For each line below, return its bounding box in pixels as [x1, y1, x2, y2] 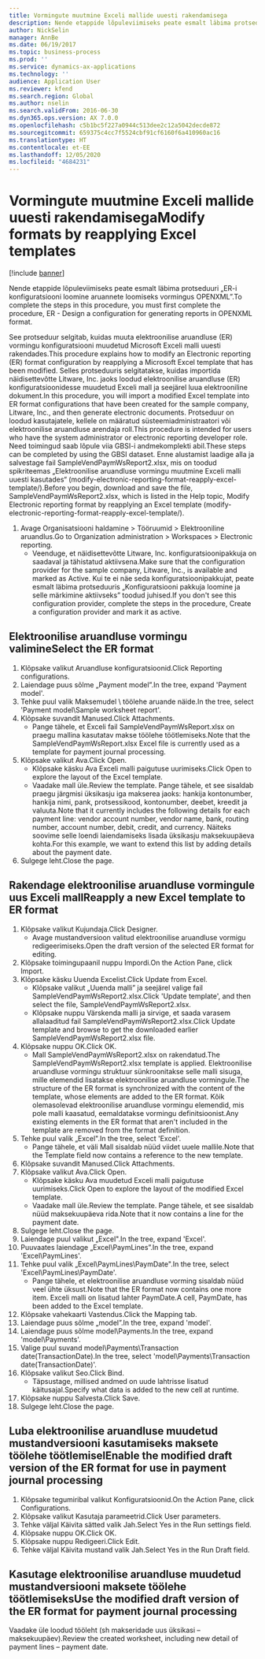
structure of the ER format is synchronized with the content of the [31, 1083, 245, 1092]
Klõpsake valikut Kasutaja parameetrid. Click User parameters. [20, 1511, 221, 1521]
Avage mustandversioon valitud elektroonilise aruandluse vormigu [31, 932, 246, 942]
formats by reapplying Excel [9, 225, 197, 244]
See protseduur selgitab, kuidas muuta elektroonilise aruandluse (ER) [9, 333, 233, 342]
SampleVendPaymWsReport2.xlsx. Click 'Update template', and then [31, 991, 251, 1001]
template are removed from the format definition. [31, 1125, 191, 1135]
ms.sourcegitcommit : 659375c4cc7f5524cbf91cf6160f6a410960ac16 [9, 128, 221, 136]
